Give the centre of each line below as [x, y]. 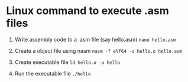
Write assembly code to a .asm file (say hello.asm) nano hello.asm [95, 39]
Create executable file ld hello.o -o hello [67, 62]
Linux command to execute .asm [88, 11]
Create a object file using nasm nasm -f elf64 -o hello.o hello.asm [98, 50]
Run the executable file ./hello [53, 73]
